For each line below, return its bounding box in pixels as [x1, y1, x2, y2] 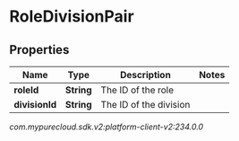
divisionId [13, 99, 56, 110]
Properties [9, 42, 70, 57]
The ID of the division [100, 99, 191, 110]
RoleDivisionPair [9, 6, 134, 27]
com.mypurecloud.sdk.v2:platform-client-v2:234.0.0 [9, 121, 204, 132]
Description [119, 69, 172, 81]
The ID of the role [100, 84, 175, 96]
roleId [13, 84, 39, 96]
